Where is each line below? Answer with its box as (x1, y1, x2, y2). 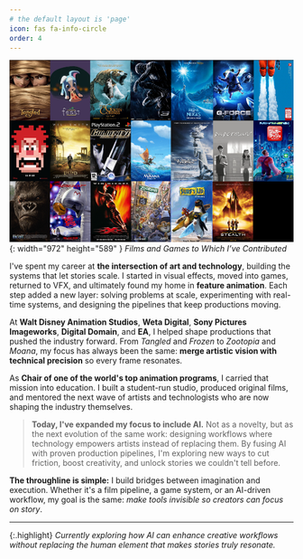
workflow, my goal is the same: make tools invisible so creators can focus (9, 494, 284, 505)
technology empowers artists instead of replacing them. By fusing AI (31, 438, 287, 449)
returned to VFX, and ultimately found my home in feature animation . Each (9, 279, 288, 290)
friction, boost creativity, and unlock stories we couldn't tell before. (31, 457, 281, 468)
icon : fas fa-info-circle (9, 24, 106, 33)
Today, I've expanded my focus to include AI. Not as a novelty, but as (31, 419, 294, 430)
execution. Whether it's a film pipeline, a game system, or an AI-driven (9, 484, 271, 495)
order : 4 (9, 33, 42, 43)
